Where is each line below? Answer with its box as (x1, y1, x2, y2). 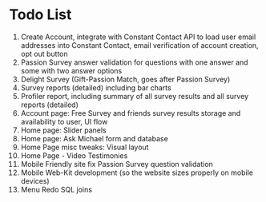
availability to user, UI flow (20, 117, 108, 126)
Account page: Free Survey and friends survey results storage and (20, 108, 241, 117)
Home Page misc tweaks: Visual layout (20, 142, 149, 152)
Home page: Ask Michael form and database (20, 133, 169, 143)
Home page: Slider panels (20, 125, 107, 135)
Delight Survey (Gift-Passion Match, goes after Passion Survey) (20, 74, 231, 84)
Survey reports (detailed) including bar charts (20, 82, 171, 93)
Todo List (9, 6, 72, 24)
